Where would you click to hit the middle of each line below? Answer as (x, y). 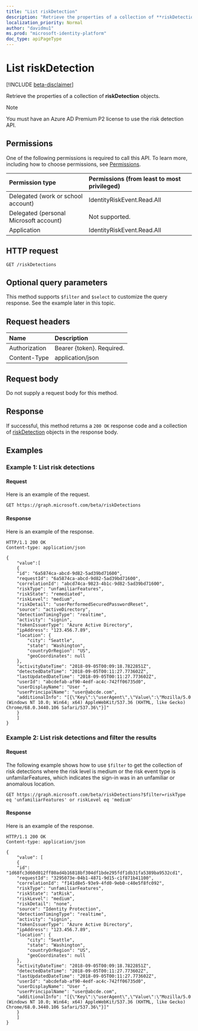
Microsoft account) (36, 220)
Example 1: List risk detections (51, 467)
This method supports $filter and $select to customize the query (87, 297)
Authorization (28, 348)
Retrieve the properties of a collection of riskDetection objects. (83, 96)
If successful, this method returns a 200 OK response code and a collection (97, 426)
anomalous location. (31, 784)
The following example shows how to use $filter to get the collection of (94, 765)
